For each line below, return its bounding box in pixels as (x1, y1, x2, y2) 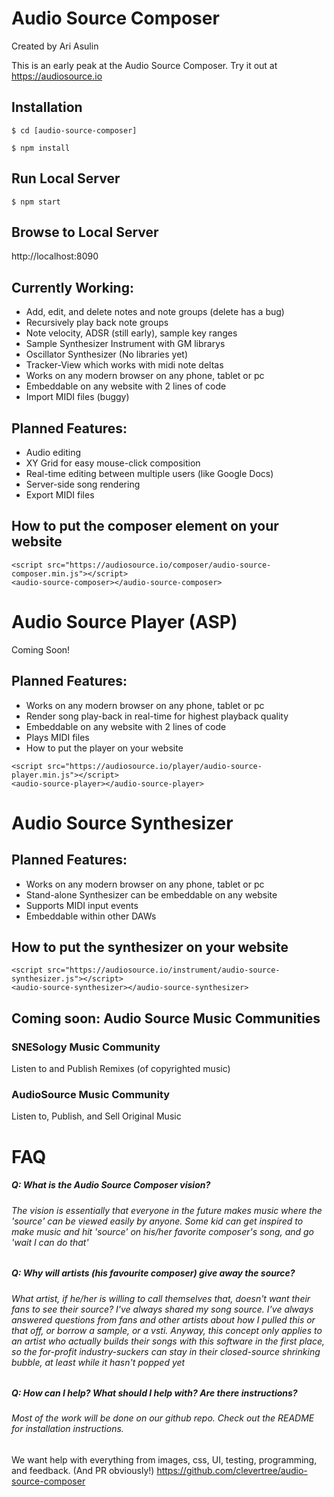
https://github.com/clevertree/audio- (156, 1465, 308, 1477)
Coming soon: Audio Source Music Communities (11, 1010, 321, 1027)
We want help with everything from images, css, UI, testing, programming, (11, 1454, 318, 1466)
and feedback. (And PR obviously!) (11, 1465, 155, 1477)
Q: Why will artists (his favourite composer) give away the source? (11, 1267, 296, 1279)
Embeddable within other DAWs (25, 910, 157, 922)
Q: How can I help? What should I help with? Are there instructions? (11, 1387, 298, 1399)
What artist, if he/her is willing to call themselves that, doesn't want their (11, 1292, 311, 1304)
